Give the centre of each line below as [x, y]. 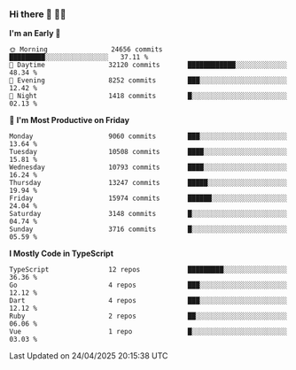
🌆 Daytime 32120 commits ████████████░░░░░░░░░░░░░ [148, 66]
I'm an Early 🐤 [35, 34]
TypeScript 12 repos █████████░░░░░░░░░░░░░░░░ [148, 270]
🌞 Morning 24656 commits [86, 50]
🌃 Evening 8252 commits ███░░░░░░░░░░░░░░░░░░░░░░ [148, 81]
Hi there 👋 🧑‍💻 [38, 14]
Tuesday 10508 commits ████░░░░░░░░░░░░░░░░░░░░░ [148, 152]
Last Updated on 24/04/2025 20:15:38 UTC [89, 356]
